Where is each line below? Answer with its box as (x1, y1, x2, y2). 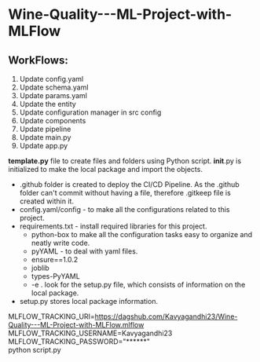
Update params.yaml (19, 91, 88, 100)
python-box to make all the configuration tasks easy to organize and (31, 230, 253, 239)
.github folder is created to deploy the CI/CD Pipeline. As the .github (19, 180, 240, 189)
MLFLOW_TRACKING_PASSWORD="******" (8, 337, 151, 346)
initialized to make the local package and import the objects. (8, 165, 203, 174)
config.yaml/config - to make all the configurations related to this (19, 205, 230, 214)
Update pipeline (19, 124, 71, 133)
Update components (19, 116, 86, 125)
